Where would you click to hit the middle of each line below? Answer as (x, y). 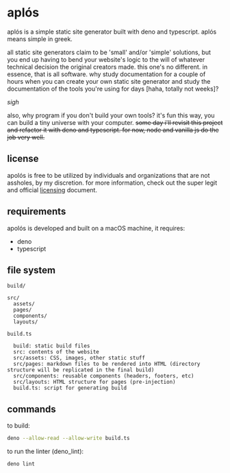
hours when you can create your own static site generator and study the (109, 81)
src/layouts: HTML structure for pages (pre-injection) (94, 382)
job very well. (26, 137)
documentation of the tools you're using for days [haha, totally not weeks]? (113, 89)
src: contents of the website (56, 352)
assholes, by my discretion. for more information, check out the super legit (112, 183)
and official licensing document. (52, 189)
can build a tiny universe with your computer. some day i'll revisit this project (115, 122)
